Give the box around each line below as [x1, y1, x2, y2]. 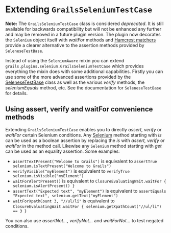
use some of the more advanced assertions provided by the [5, 74, 131, 80]
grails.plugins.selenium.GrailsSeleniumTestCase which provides [5, 63, 144, 69]
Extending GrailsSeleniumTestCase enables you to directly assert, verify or [5, 126, 162, 132]
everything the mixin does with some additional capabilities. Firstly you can [5, 68, 163, 75]
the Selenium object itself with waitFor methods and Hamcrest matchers [5, 37, 156, 43]
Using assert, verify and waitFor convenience [5, 105, 153, 113]
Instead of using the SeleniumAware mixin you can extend [5, 57, 125, 63]
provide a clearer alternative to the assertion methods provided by [5, 42, 144, 48]
